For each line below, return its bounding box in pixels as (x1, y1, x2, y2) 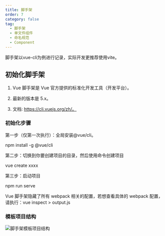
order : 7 (5, 12, 24, 17)
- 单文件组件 (10, 31, 34, 36)
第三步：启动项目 (5, 172, 41, 178)
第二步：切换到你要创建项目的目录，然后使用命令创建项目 (5, 152, 124, 158)
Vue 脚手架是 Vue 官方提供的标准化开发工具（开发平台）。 (12, 85, 132, 91)
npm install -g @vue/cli (5, 142, 53, 148)
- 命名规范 (10, 36, 30, 41)
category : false (5, 17, 39, 22)
